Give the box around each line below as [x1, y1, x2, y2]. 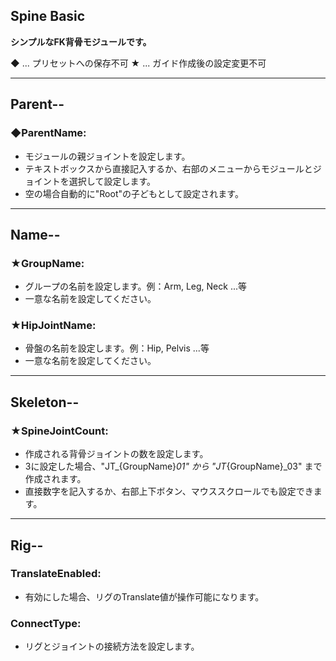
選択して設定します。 [68, 175, 156, 187]
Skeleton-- [10, 394, 80, 411]
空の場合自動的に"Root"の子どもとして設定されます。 [24, 187, 244, 199]
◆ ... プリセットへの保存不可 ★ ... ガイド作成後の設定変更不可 [10, 57, 267, 69]
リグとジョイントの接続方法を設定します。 [24, 640, 200, 653]
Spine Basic [10, 8, 86, 25]
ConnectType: [10, 616, 82, 630]
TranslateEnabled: [10, 567, 102, 581]
